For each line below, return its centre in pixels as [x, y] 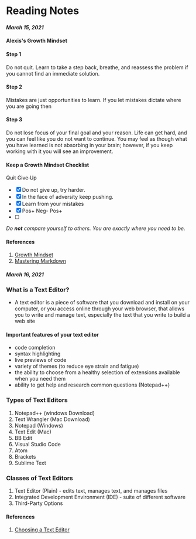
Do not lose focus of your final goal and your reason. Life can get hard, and [97, 133]
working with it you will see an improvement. [60, 151]
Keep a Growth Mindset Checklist [48, 165]
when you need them [40, 379]
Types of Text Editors [37, 400]
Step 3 [14, 120]
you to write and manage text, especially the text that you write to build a [102, 315]
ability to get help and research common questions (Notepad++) [92, 385]
